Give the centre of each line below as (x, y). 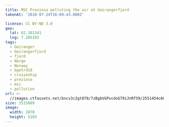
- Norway (19, 66)
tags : (11, 42)
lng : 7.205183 (24, 38)
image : (12, 108)
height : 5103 (23, 117)
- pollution (22, 89)
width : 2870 (22, 112)
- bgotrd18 (21, 70)
